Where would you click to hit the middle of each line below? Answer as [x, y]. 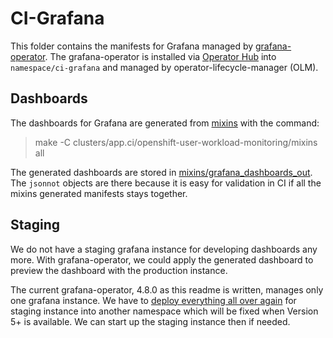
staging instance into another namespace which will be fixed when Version [164, 311]
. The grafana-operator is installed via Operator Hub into [160, 56]
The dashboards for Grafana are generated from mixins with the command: [165, 123]
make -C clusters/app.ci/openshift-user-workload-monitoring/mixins [176, 142]
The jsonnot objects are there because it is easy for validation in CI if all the [166, 183]
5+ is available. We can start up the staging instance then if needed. [150, 321]
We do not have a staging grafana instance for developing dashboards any [164, 249]
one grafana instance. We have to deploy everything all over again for [153, 300]
